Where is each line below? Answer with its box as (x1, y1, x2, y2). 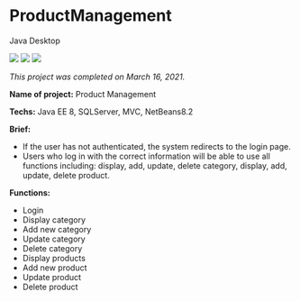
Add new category (22, 223, 92, 234)
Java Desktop (9, 35, 60, 46)
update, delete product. (22, 169, 110, 180)
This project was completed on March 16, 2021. (9, 71, 186, 82)
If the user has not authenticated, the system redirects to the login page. (22, 141, 291, 151)
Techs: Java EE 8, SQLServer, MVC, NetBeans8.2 (9, 105, 194, 117)
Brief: (9, 123, 32, 134)
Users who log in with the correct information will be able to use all (22, 150, 270, 161)
